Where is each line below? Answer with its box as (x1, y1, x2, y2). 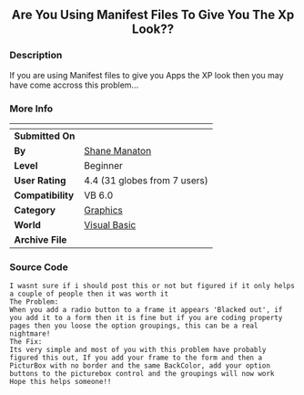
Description (9, 49, 63, 62)
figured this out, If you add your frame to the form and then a (9, 353, 262, 363)
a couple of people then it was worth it (9, 289, 169, 299)
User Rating (14, 173, 66, 186)
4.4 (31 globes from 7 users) (84, 173, 209, 186)
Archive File (14, 233, 67, 245)
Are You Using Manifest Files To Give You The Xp (11, 7, 295, 23)
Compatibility (14, 189, 75, 202)
